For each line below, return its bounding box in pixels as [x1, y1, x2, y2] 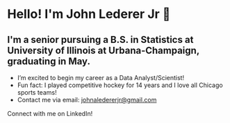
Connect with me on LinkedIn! [7, 110, 93, 117]
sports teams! [17, 88, 57, 96]
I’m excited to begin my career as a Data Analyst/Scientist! [17, 74, 185, 82]
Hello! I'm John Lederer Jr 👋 [7, 6, 171, 22]
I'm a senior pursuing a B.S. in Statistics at [7, 34, 194, 46]
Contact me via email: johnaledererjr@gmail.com [17, 96, 157, 104]
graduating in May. [7, 55, 90, 67]
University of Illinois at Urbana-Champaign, [7, 44, 200, 56]
